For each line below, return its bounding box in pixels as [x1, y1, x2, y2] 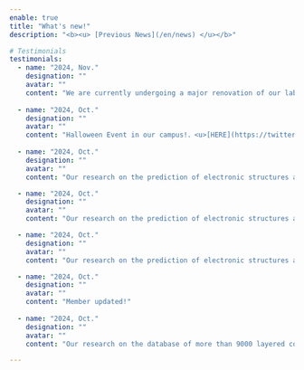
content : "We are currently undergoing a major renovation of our [25, 88, 281, 98]
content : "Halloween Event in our [25, 130, 156, 140]
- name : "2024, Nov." [17, 63, 100, 72]
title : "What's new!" [9, 22, 91, 31]
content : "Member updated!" [25, 298, 131, 307]
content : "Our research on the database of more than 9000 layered [25, 339, 285, 348]
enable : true [9, 13, 59, 23]
